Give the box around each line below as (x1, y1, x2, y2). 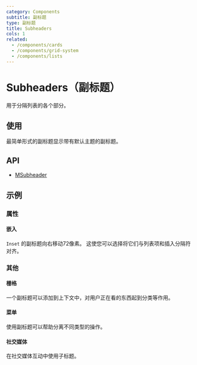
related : (6, 36, 28, 42)
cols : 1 (6, 31, 26, 37)
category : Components (6, 8, 60, 15)
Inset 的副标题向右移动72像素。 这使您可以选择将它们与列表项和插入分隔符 (6, 240, 191, 247)
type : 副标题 (6, 20, 36, 26)
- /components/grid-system (11, 48, 79, 54)
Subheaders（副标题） (6, 81, 121, 94)
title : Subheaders (6, 25, 52, 32)
